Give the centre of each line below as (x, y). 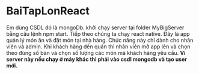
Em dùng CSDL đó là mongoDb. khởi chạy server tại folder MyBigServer (95, 27)
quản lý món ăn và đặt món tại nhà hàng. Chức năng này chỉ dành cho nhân (100, 40)
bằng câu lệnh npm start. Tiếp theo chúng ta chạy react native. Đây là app (98, 33)
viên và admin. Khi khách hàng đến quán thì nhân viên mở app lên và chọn (98, 47)
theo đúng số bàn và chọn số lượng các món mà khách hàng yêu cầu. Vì (96, 53)
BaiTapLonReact (48, 11)
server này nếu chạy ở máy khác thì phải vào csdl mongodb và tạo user (97, 59)
